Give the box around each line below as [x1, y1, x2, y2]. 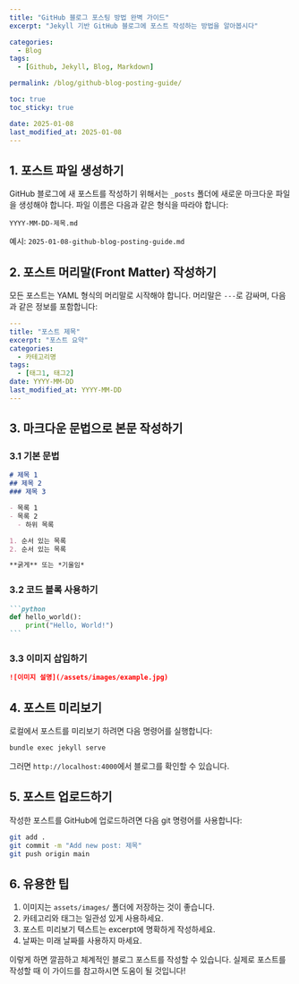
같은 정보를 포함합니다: [18, 301, 98, 311]
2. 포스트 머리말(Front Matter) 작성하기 [9, 265, 217, 280]
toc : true [9, 95, 47, 104]
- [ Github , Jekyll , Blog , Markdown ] [17, 63, 154, 72]
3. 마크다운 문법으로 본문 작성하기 [9, 421, 184, 437]
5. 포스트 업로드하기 [9, 789, 113, 805]
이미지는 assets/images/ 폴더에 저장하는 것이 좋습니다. [21, 902, 215, 912]
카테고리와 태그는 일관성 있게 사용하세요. [21, 913, 164, 924]
